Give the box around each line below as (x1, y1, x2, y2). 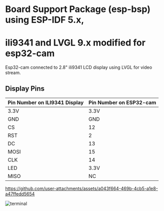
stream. (5, 70, 21, 76)
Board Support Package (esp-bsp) (5, 4, 151, 15)
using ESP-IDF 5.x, (5, 14, 84, 26)
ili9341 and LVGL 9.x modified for (5, 37, 146, 49)
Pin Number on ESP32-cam (88, 99, 156, 106)
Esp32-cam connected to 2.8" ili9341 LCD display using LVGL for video (5, 64, 152, 71)
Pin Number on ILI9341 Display (8, 99, 84, 106)
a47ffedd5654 (5, 190, 35, 196)
